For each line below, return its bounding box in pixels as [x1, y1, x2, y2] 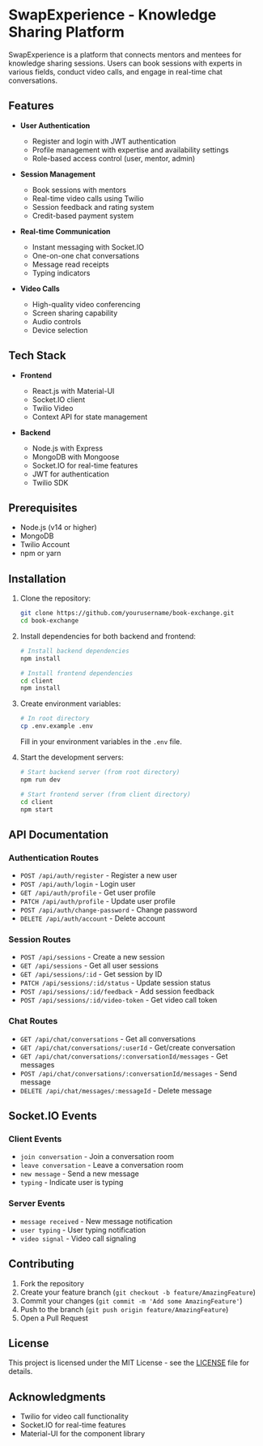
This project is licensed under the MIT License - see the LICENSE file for [8, 1358, 249, 1367]
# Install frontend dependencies [19, 669, 134, 678]
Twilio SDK [32, 477, 69, 487]
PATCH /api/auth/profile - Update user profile [19, 896, 176, 906]
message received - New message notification [19, 1216, 173, 1226]
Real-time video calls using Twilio [32, 193, 144, 203]
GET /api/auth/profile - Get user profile [19, 888, 156, 897]
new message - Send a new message [19, 1169, 139, 1179]
